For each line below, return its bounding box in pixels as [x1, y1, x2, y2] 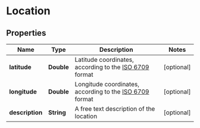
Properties [6, 28, 46, 38]
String [48, 108, 67, 117]
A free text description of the [74, 105, 155, 113]
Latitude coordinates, [74, 55, 134, 64]
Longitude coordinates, [74, 80, 140, 88]
